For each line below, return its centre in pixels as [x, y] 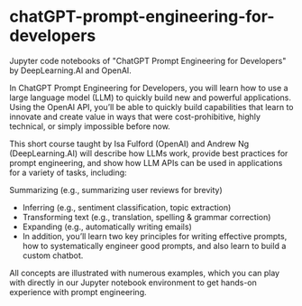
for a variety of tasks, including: [69, 172]
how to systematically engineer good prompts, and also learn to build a [154, 246]
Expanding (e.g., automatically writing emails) [107, 227]
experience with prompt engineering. [78, 292]
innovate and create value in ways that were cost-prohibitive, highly [135, 116]
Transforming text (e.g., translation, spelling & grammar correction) [146, 217]
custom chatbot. [53, 255]
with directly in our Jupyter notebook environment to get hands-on [133, 283]
